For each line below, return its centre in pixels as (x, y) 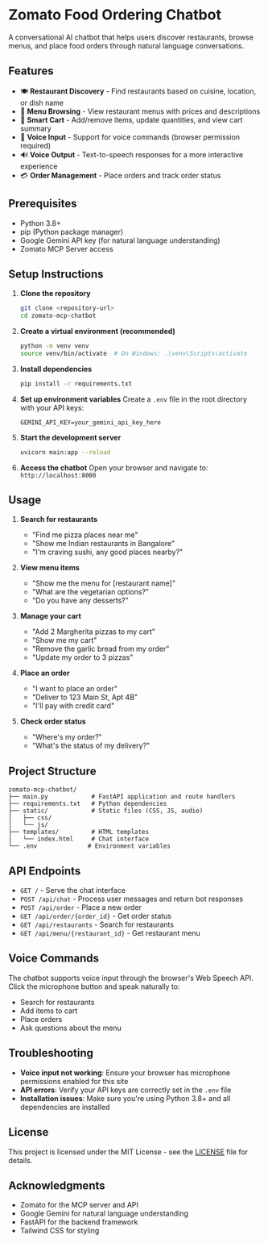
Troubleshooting (51, 1053)
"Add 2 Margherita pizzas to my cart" (93, 632)
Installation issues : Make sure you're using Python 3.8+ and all (125, 1098)
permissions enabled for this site (74, 1081)
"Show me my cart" (64, 640)
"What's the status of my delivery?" (91, 746)
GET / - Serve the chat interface (73, 891)
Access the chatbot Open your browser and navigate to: (114, 467)
